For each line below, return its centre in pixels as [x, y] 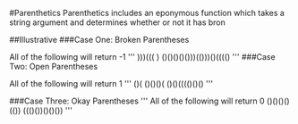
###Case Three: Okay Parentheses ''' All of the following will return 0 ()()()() [149, 101]
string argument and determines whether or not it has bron [117, 22]
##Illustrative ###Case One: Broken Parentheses [99, 40]
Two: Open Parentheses [54, 66]
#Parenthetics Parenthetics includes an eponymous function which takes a [147, 13]
